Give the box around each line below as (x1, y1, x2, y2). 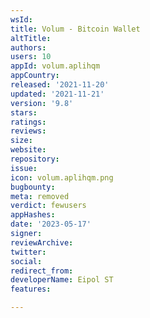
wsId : (10, 14, 33, 25)
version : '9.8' (10, 98, 74, 108)
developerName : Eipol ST (10, 275, 114, 285)
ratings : (10, 117, 47, 127)
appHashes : (10, 210, 56, 220)
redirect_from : (10, 266, 74, 276)
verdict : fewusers (10, 201, 87, 211)
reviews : (10, 126, 47, 136)
